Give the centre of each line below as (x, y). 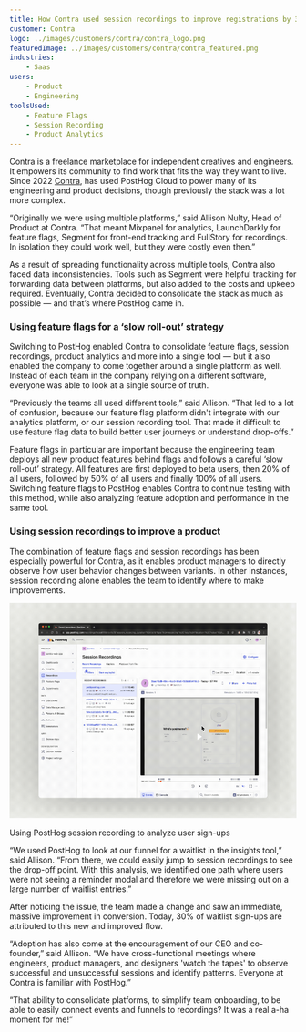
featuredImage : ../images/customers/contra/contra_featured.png (134, 48)
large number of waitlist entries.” (71, 889)
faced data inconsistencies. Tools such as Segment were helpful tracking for (153, 274)
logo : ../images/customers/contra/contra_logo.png (107, 38)
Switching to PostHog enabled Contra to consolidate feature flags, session (149, 347)
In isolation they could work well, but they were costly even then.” (133, 247)
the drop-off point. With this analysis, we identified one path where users (147, 869)
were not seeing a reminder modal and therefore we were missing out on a (149, 879)
